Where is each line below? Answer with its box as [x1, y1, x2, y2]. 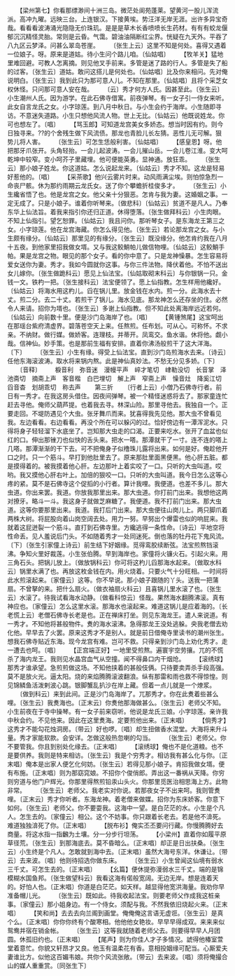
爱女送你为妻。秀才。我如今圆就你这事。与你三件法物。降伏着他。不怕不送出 [7, 260, 228, 269]
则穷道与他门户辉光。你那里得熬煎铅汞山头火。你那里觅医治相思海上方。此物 [7, 778, 228, 785]
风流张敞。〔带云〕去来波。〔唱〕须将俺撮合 [104, 953, 228, 961]
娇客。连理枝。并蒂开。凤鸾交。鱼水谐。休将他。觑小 [74, 330, 228, 339]
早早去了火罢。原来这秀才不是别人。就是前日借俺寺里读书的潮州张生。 [25, 628, 228, 637]
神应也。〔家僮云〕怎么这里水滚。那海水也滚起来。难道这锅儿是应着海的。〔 [7, 602, 222, 610]
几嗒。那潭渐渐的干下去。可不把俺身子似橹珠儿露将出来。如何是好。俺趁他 [7, 445, 222, 452]
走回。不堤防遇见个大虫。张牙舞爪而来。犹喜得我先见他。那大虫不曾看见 [13, 409, 222, 417]
